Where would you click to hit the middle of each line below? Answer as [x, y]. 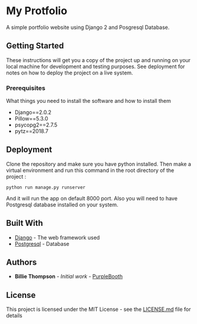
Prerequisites [26, 88]
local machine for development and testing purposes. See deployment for [96, 66]
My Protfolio [37, 11]
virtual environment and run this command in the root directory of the [90, 170]
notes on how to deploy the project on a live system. [70, 73]
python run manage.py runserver [46, 187]
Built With [24, 223]
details [14, 316]
